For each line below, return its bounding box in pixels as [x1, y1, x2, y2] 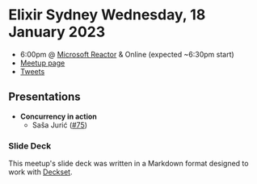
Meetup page [19, 58, 65, 68]
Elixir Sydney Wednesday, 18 [8, 6, 206, 24]
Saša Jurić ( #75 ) [32, 119, 87, 130]
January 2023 [8, 23, 106, 41]
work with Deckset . [8, 167, 73, 177]
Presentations [8, 90, 81, 104]
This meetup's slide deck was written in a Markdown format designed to [8, 159, 249, 169]
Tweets [19, 66, 45, 76]
